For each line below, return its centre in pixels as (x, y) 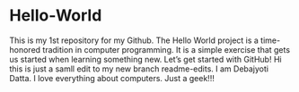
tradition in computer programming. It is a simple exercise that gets (166, 49)
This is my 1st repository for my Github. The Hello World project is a (134, 40)
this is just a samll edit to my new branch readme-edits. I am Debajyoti (139, 69)
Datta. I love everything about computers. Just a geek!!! (112, 78)
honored (25, 49)
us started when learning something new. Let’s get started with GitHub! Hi (145, 59)
